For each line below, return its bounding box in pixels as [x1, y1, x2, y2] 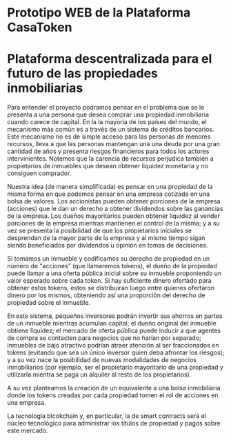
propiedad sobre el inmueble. [7, 299, 91, 307]
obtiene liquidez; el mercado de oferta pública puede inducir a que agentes [7, 326, 221, 335]
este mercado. [7, 426, 48, 435]
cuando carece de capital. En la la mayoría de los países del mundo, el [7, 118, 207, 126]
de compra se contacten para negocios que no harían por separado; [7, 334, 201, 342]
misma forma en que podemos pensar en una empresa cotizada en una [7, 190, 210, 198]
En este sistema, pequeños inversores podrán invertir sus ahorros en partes [7, 312, 223, 320]
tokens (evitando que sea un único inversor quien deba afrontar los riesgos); [7, 348, 225, 357]
